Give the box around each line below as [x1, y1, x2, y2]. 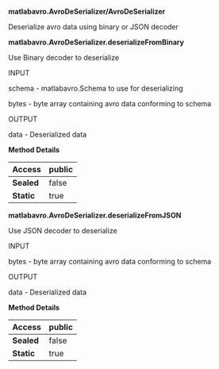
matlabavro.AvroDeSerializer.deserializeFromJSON [8, 210, 182, 220]
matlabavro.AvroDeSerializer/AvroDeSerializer [8, 7, 166, 16]
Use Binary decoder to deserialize [8, 53, 120, 62]
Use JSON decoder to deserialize [8, 226, 117, 235]
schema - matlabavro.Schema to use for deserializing [8, 83, 184, 93]
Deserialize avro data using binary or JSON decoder [8, 22, 179, 31]
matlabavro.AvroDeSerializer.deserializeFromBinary [8, 37, 185, 47]
